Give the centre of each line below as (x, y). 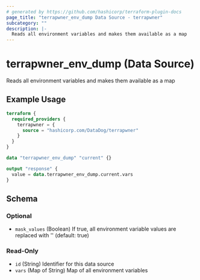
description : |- (27, 29)
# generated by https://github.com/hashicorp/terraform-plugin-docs (94, 12)
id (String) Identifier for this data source (64, 264)
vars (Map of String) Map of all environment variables (81, 270)
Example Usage (36, 100)
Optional (19, 216)
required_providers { (39, 119)
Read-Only (23, 251)
